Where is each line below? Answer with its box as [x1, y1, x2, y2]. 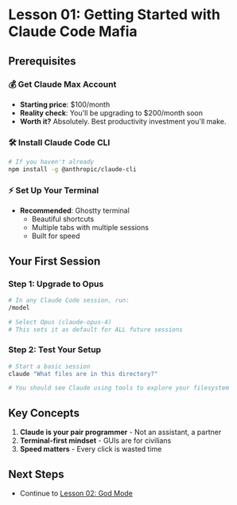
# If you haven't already [8, 158, 94, 166]
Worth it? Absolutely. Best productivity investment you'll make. [19, 116, 227, 126]
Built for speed [31, 231, 80, 241]
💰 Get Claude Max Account [8, 78, 117, 89]
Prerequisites [8, 54, 76, 68]
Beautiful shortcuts [31, 214, 95, 224]
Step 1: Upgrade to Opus [8, 278, 104, 289]
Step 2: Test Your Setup [8, 344, 102, 355]
